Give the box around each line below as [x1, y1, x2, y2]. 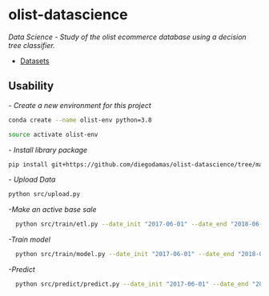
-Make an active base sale [8, 205, 98, 214]
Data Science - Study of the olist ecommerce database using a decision [8, 32, 247, 42]
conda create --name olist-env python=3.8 [8, 116, 152, 124]
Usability [8, 79, 54, 93]
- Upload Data [8, 174, 56, 185]
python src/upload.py [8, 190, 81, 198]
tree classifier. [8, 40, 55, 50]
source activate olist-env [8, 130, 98, 138]
